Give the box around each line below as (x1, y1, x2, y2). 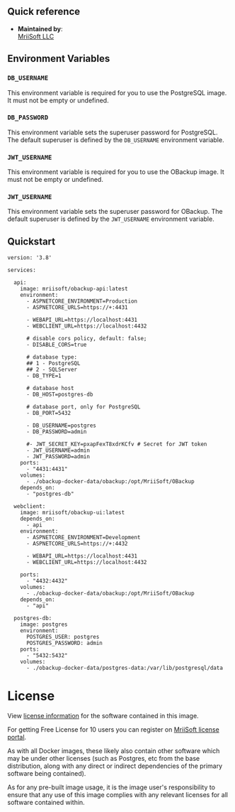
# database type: (25, 354, 78, 361)
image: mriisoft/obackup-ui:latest (20, 509, 125, 516)
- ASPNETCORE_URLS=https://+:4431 (25, 304, 129, 311)
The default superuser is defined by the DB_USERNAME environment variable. (7, 135, 224, 144)
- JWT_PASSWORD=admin (25, 453, 91, 460)
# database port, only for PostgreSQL (25, 404, 141, 411)
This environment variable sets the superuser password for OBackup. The (7, 207, 223, 216)
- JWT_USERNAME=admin (25, 447, 91, 454)
